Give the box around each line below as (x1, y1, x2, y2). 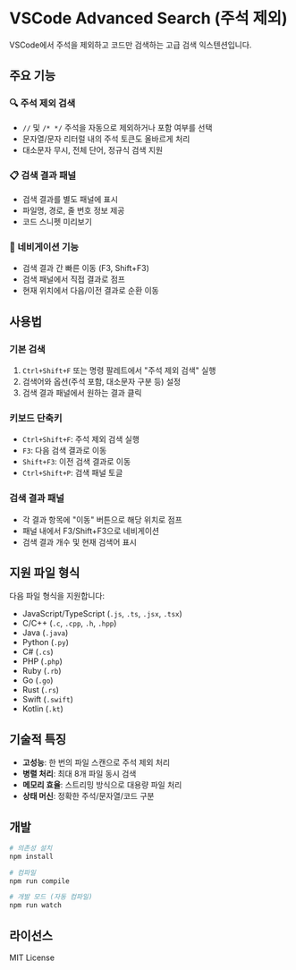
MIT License (9, 952, 55, 963)
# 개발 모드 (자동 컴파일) (9, 892, 93, 902)
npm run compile (9, 876, 70, 886)
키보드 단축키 (9, 412, 63, 424)
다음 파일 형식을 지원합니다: (9, 591, 106, 601)
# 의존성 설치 (9, 843, 53, 853)
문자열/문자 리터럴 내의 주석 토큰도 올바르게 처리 (21, 133, 190, 144)
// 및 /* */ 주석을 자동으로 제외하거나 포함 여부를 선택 (21, 122, 213, 132)
